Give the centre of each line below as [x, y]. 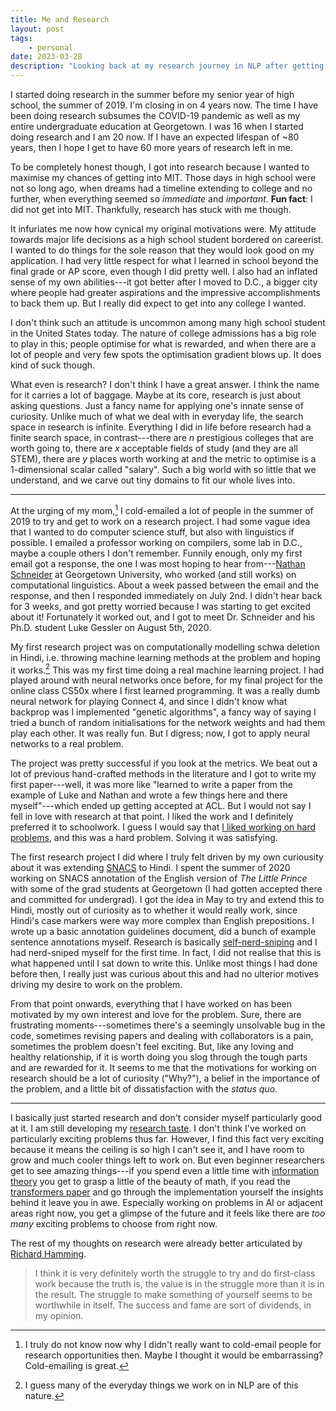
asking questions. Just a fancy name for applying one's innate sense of [157, 405]
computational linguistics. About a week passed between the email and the [165, 585]
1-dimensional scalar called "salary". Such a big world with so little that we [163, 469]
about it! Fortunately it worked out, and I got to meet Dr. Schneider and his [163, 617]
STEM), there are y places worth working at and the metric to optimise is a [163, 459]
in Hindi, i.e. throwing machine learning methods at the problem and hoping [165, 657]
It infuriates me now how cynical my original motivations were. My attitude [163, 229]
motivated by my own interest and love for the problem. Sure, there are [156, 1015]
